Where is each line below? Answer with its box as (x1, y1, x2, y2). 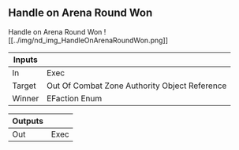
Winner (12, 93, 39, 104)
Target (12, 80, 37, 91)
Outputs (12, 115, 43, 126)
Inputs (13, 54, 38, 65)
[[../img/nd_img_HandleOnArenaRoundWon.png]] (8, 35, 168, 45)
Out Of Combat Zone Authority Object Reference (46, 80, 227, 91)
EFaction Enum (46, 93, 103, 104)
